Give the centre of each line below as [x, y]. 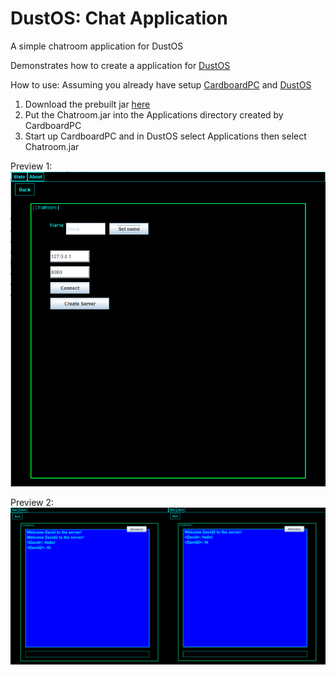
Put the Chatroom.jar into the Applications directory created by [154, 114]
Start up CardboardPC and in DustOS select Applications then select [165, 136]
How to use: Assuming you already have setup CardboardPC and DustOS [161, 84]
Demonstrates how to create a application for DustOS [120, 65]
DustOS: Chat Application [119, 18]
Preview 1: [31, 166]
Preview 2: [32, 502]
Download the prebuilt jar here [87, 104]
